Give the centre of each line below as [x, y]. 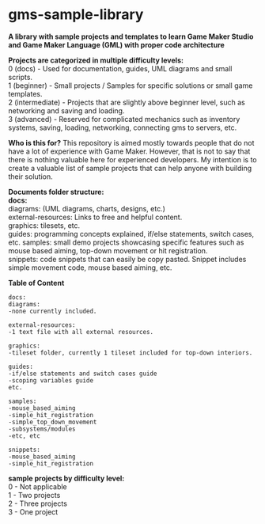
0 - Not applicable [38, 486]
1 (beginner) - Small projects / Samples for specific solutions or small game [131, 85]
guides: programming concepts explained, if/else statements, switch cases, [131, 234]
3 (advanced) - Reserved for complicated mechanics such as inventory [124, 119]
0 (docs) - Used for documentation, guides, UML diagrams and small [120, 68]
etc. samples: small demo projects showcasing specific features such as [126, 242]
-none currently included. [53, 311]
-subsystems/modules [42, 429]
